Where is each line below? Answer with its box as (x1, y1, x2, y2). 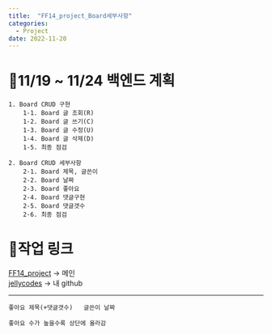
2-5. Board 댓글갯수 (23, 202, 86, 210)
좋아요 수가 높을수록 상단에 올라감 (8, 319, 107, 328)
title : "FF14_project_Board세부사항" (8, 11, 133, 20)
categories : (8, 19, 49, 27)
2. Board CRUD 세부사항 (8, 159, 82, 167)
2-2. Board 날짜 (23, 176, 74, 184)
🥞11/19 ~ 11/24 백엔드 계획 (8, 72, 176, 90)
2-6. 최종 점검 (23, 211, 67, 219)
